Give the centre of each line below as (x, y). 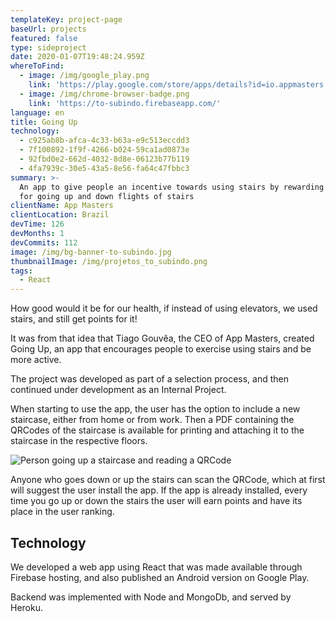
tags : (21, 271)
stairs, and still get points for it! (74, 319)
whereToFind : (37, 66)
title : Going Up (44, 122)
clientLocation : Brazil (60, 215)
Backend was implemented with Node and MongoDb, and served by (151, 597)
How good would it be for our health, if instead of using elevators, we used (164, 308)
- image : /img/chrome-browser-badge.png (104, 94)
